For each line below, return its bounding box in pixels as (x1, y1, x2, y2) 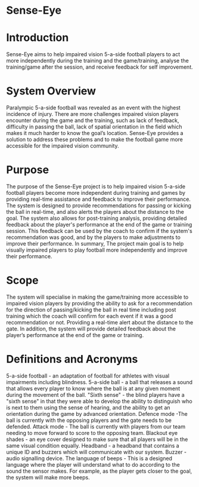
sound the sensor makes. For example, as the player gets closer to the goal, (6, 467, 192, 474)
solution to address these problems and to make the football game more (6, 136, 184, 143)
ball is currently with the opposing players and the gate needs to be (6, 416, 172, 424)
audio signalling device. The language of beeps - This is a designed (6, 455, 173, 462)
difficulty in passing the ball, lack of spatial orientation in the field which (6, 123, 182, 130)
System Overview (6, 84, 97, 98)
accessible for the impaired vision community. (6, 142, 119, 149)
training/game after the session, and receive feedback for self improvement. (6, 63, 194, 71)
